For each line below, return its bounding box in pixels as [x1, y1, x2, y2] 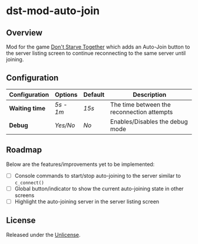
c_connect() [14, 180, 44, 186]
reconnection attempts [110, 108, 173, 116]
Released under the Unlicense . [6, 231, 81, 238]
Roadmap [6, 145, 42, 155]
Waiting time [9, 104, 46, 112]
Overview [6, 28, 43, 38]
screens [14, 191, 35, 199]
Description [133, 90, 167, 99]
